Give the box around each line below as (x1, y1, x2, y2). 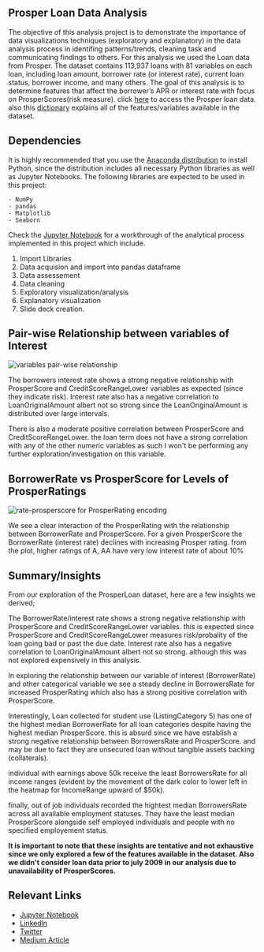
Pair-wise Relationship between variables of (8, 327, 230, 340)
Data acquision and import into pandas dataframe (19, 262, 181, 272)
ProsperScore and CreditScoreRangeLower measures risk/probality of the (8, 631, 248, 640)
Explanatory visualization (19, 295, 101, 305)
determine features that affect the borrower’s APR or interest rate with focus (8, 86, 255, 96)
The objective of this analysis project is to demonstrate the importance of (8, 27, 247, 36)
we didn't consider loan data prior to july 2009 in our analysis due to (8, 858, 236, 868)
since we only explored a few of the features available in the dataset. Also (8, 849, 255, 859)
